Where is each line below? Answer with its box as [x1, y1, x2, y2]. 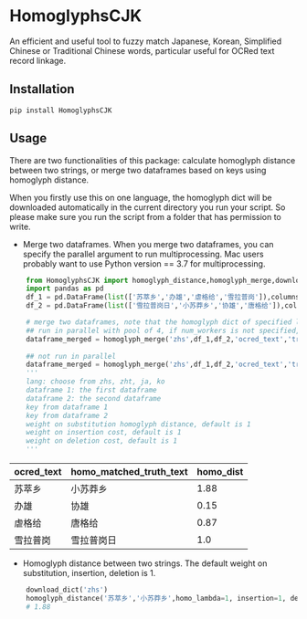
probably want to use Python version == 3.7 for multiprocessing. [22, 257, 266, 269]
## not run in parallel [26, 351, 117, 361]
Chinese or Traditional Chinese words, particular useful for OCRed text [9, 45, 275, 56]
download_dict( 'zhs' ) [26, 585, 108, 594]
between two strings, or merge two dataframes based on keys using [9, 164, 267, 175]
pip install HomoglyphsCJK [9, 106, 112, 115]
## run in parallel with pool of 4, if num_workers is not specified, [26, 326, 301, 335]
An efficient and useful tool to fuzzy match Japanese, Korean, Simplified [9, 36, 282, 47]
